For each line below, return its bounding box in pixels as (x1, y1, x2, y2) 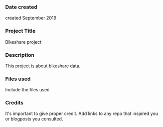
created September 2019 (5, 15, 57, 21)
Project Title (5, 28, 36, 35)
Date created (5, 4, 38, 11)
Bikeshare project (5, 39, 42, 45)
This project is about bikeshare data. (5, 63, 81, 69)
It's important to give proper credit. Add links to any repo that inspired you (5, 110, 158, 116)
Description (5, 51, 35, 58)
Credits (5, 99, 24, 106)
